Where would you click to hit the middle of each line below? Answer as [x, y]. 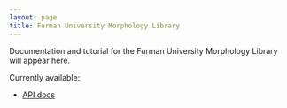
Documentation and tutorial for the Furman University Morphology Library [143, 50]
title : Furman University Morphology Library [94, 26]
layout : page [33, 17]
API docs [39, 95]
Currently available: [45, 77]
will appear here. [40, 60]
